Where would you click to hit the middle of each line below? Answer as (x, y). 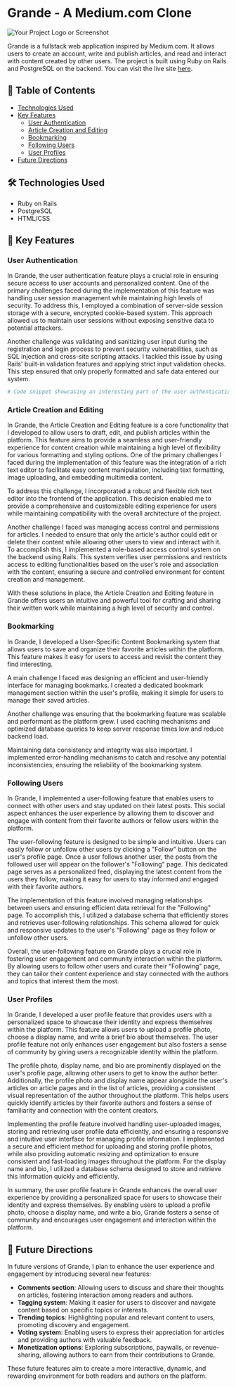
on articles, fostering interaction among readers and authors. (105, 1295)
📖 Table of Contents (51, 90)
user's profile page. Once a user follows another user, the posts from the (112, 857)
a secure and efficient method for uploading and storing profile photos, (110, 1146)
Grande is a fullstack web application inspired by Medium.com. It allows (111, 46)
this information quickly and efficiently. (63, 1177)
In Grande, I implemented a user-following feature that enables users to (111, 798)
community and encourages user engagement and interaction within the (112, 1220)
